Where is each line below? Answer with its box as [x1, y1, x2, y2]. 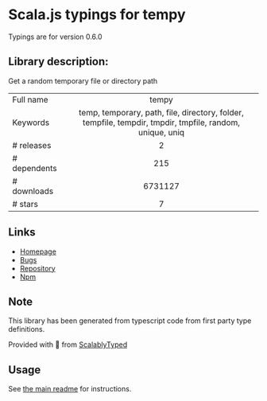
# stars [12, 198, 38, 209]
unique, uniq [137, 127, 185, 138]
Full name [12, 94, 49, 105]
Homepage [19, 247, 57, 256]
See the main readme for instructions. [8, 384, 132, 394]
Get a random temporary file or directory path [8, 76, 158, 85]
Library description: [8, 55, 109, 68]
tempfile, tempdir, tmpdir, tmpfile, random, [82, 117, 241, 128]
